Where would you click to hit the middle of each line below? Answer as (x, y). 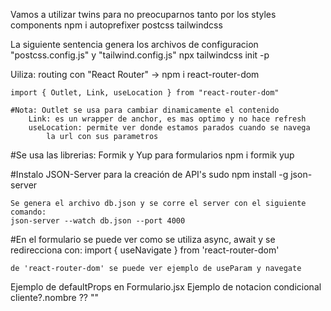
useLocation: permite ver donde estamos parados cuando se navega (169, 128)
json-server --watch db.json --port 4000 (98, 221)
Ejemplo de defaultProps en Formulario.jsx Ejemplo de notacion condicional (166, 287)
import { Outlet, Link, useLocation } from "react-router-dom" (145, 93)
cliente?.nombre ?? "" (54, 297)
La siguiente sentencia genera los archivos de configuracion (134, 44)
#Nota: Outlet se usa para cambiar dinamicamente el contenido (145, 110)
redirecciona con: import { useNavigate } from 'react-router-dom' (145, 250)
